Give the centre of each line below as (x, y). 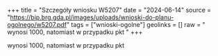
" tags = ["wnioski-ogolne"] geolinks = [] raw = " (136, 25)
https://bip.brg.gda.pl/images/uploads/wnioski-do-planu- (92, 17)
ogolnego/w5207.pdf (37, 25)
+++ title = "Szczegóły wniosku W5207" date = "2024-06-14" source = (109, 10)
